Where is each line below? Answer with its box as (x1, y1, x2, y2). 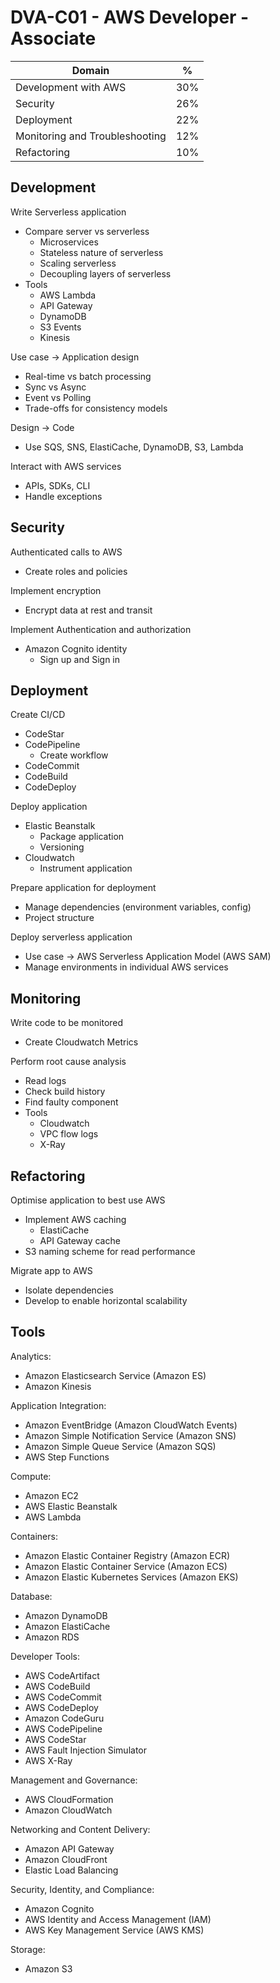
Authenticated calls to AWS (10, 546, 123, 558)
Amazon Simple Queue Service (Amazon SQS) (24, 1440, 217, 1452)
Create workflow (39, 749, 109, 761)
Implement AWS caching (24, 1214, 127, 1225)
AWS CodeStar (24, 1733, 87, 1745)
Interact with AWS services (10, 460, 122, 472)
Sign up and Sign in (39, 653, 121, 665)
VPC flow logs (39, 1128, 99, 1140)
